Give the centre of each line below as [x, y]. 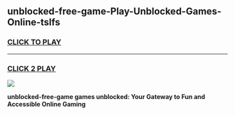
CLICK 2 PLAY [31, 68]
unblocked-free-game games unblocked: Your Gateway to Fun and [106, 96]
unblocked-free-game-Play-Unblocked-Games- [114, 11]
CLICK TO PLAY [34, 43]
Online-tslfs [34, 23]
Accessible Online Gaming [47, 104]
